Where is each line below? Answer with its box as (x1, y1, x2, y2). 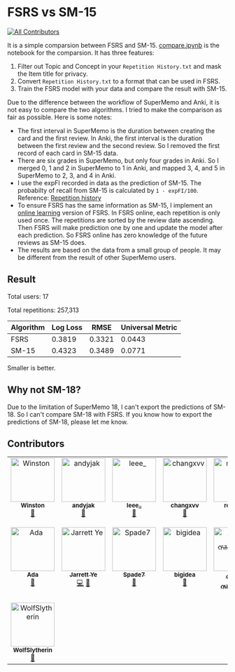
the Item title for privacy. (17, 69, 88, 78)
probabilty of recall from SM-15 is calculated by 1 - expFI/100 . (17, 186, 199, 194)
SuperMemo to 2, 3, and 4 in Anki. (17, 171, 117, 180)
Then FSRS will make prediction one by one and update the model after (17, 223, 223, 231)
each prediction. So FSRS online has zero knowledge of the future (17, 231, 208, 239)
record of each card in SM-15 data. (17, 149, 118, 157)
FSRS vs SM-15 (7, 4, 97, 20)
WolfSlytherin (13, 646, 52, 654)
